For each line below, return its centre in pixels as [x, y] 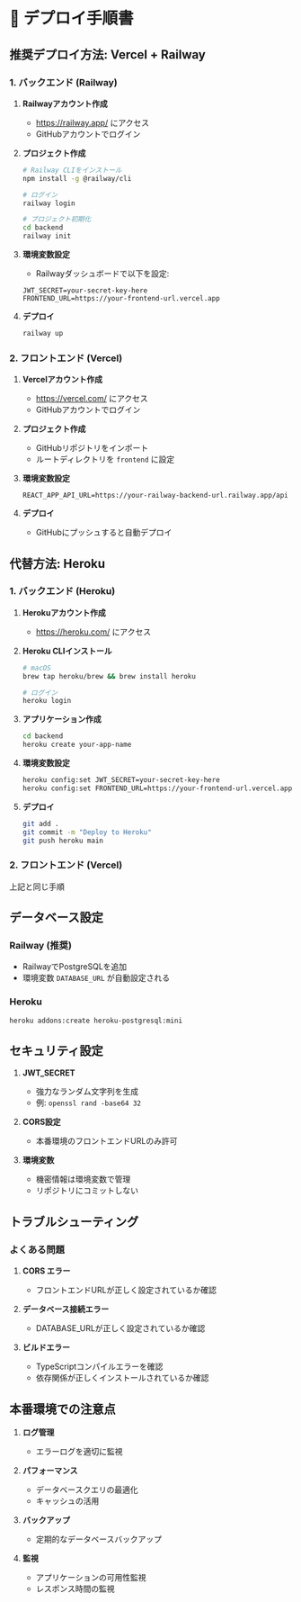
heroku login [47, 701]
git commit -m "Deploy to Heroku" [87, 832]
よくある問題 [37, 1249]
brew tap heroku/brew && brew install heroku [109, 676]
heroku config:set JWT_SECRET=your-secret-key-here [121, 780]
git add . [41, 823]
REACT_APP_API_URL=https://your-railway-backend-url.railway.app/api [155, 496]
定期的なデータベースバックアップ [98, 1539]
